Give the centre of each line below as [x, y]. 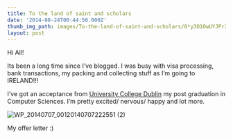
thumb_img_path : [31, 26]
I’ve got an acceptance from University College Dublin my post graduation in [116, 94]
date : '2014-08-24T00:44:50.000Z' [57, 20]
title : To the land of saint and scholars [69, 13]
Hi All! [16, 53]
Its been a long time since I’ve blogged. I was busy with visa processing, [110, 66]
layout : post [26, 33]
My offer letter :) [31, 128]
